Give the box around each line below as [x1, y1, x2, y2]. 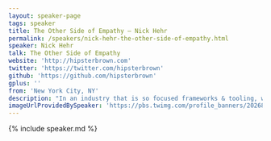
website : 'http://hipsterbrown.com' [8, 57, 131, 65]
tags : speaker [8, 19, 56, 27]
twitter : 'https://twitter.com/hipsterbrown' [8, 64, 164, 73]
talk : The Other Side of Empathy [8, 49, 121, 57]
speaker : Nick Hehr [8, 42, 74, 50]
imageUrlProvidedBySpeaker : [8, 102, 103, 110]
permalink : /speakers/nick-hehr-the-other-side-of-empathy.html [8, 34, 229, 43]
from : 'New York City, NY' [8, 86, 99, 95]
